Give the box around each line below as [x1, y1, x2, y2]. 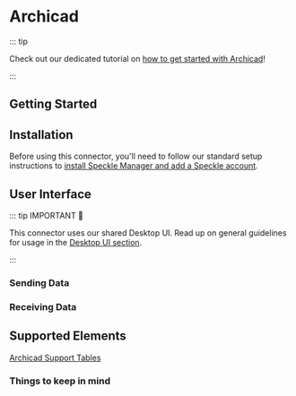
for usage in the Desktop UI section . [9, 237, 143, 247]
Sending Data [9, 276, 70, 288]
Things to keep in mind [9, 374, 110, 387]
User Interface [9, 186, 92, 202]
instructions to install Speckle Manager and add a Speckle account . [9, 160, 258, 171]
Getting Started [9, 97, 98, 112]
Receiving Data [9, 300, 77, 313]
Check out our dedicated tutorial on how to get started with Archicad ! [9, 53, 266, 64]
